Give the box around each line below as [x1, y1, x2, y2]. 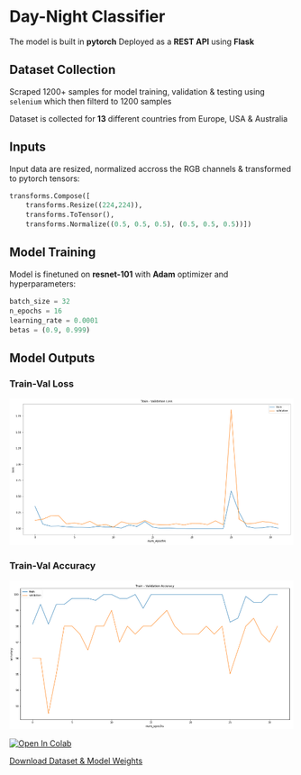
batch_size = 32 [9, 296, 70, 305]
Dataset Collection [9, 62, 116, 77]
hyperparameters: [9, 278, 77, 289]
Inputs [9, 140, 47, 155]
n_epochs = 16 [9, 306, 63, 315]
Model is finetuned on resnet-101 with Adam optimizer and [9, 269, 229, 279]
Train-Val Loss [9, 377, 75, 389]
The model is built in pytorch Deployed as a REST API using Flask [9, 36, 255, 47]
